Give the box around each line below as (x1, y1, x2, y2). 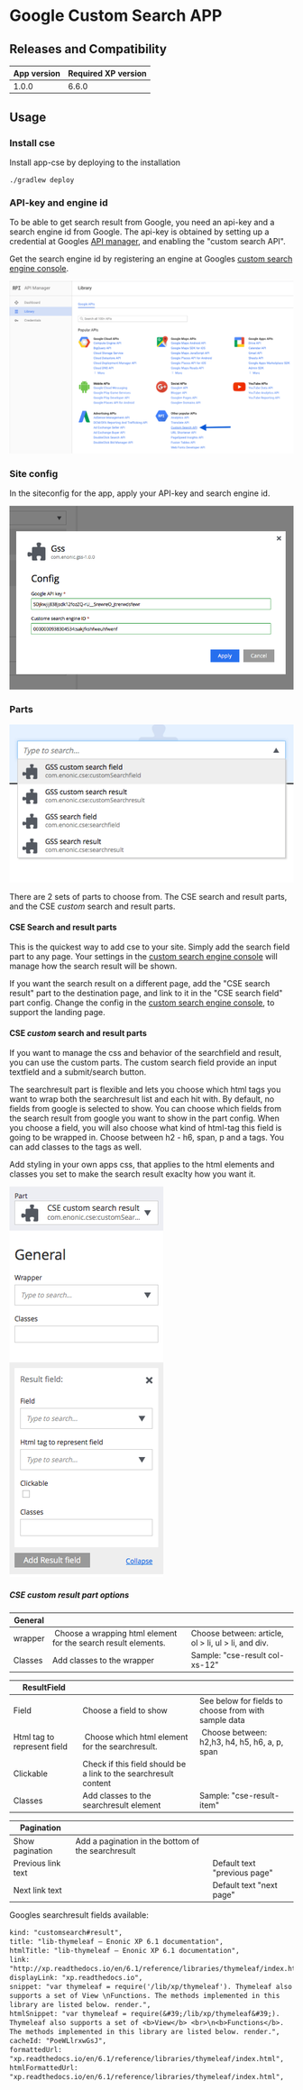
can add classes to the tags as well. (9, 1141, 142, 1152)
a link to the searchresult (82, 1768, 174, 1779)
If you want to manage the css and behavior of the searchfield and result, (9, 1048, 282, 1059)
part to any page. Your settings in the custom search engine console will (9, 951, 278, 962)
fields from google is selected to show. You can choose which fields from (9, 1104, 282, 1114)
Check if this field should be (82, 1759, 187, 1770)
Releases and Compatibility (9, 41, 167, 57)
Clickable (13, 1768, 48, 1779)
